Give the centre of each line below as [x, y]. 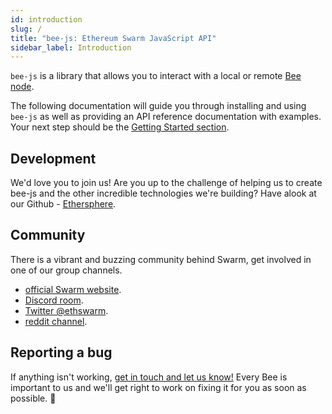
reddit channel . [56, 321]
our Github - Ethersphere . [63, 204]
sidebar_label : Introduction [71, 47]
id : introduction [46, 19]
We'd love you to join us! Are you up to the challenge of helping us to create [166, 183]
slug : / [26, 29]
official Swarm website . [73, 289]
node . [22, 87]
